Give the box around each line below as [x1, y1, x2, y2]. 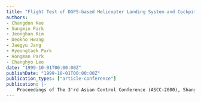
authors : [6, 14, 28, 20]
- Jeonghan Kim [6, 31, 44, 37]
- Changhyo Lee [6, 59, 44, 65]
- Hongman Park [6, 53, 44, 59]
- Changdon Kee [6, 20, 44, 26]
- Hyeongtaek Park [6, 48, 52, 54]
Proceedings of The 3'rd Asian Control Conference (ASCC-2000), [17, 87, 181, 93]
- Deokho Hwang [6, 37, 44, 43]
